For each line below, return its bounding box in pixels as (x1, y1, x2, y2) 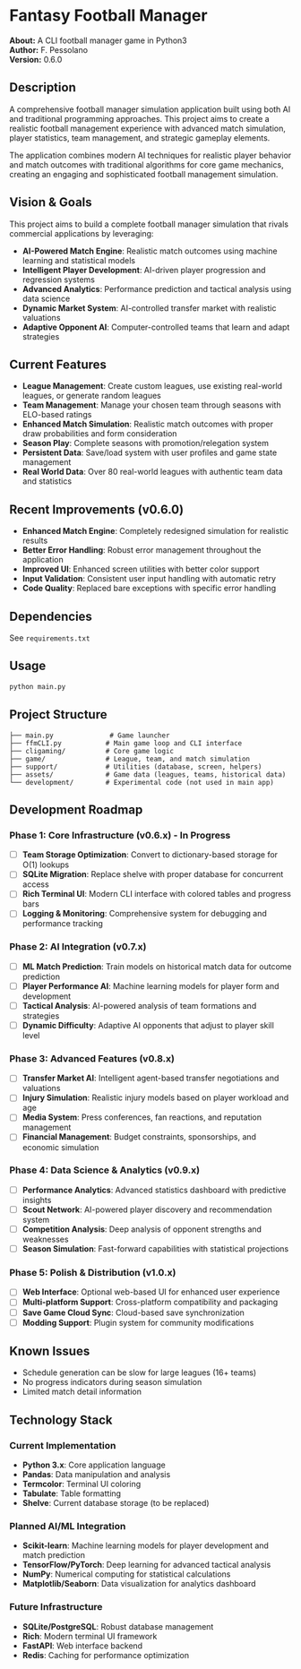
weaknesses (21, 1234, 69, 1245)
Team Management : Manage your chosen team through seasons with (21, 400, 281, 410)
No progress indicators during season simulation (21, 1377, 202, 1388)
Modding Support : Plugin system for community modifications (21, 1317, 254, 1328)
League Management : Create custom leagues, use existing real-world (21, 381, 283, 391)
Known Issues (9, 1344, 90, 1359)
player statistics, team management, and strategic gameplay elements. (9, 132, 271, 143)
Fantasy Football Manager (9, 5, 208, 26)
